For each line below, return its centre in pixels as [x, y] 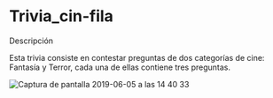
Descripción [31, 41]
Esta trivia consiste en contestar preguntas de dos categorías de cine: [137, 57]
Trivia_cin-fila [61, 16]
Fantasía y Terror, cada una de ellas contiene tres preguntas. [120, 67]
